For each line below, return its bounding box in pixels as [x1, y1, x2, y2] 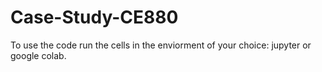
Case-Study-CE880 [10, 6, 179, 29]
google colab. [10, 49, 67, 61]
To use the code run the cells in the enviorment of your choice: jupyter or [10, 39, 312, 51]
